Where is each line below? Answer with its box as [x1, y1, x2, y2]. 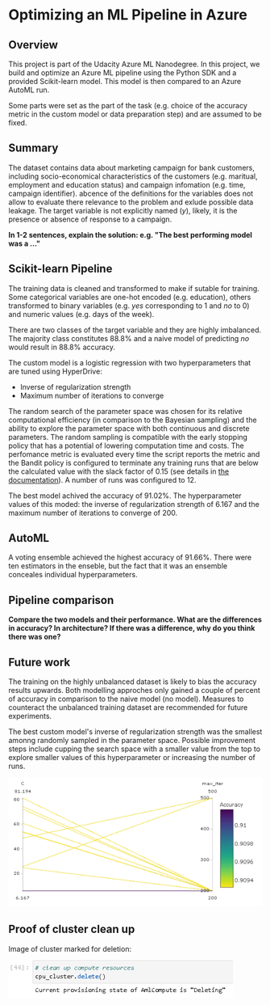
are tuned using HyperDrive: [8, 366, 102, 376]
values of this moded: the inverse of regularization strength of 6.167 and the [8, 499, 260, 509]
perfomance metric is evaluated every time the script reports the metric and [8, 449, 260, 458]
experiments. [8, 712, 52, 721]
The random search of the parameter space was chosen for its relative [8, 406, 243, 416]
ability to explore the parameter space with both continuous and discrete [8, 423, 250, 433]
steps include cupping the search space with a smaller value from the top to [8, 744, 260, 754]
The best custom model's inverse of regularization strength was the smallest [8, 727, 263, 737]
